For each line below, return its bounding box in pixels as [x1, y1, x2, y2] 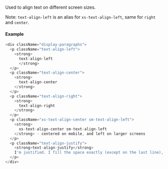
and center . [5, 20, 29, 25]
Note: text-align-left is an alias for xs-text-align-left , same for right [5, 14, 156, 20]
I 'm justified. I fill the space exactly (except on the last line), [14, 150, 164, 155]
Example [5, 31, 24, 37]
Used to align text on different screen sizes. [5, 5, 96, 10]
